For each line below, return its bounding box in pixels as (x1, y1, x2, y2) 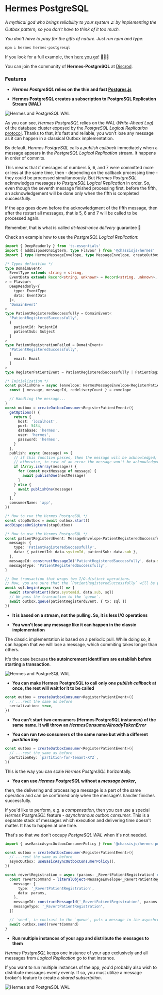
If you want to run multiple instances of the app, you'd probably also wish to (5, 964, 157, 970)
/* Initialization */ (5, 379, 49, 384)
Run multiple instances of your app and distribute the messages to (12, 935, 149, 941)
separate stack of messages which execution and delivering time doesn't (5, 817, 151, 823)
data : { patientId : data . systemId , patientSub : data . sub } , (14, 550, 138, 555)
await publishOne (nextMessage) (22, 473, 86, 478)
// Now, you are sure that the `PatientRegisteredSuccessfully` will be (5, 581, 155, 586)
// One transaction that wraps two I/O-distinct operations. (5, 576, 131, 581)
